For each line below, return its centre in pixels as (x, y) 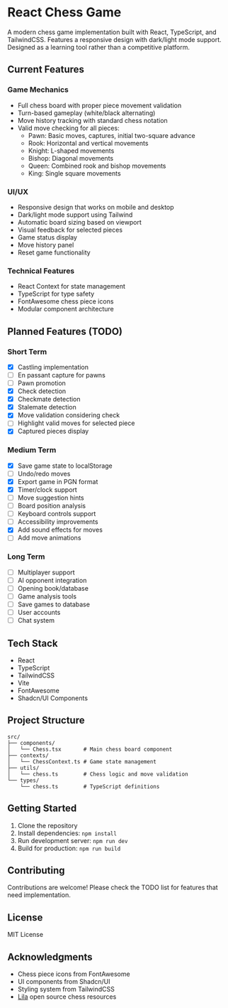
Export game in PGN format (58, 481)
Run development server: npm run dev (73, 840)
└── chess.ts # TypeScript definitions (90, 786)
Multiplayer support (46, 572)
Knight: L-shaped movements (71, 151)
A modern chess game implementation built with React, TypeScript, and (112, 32)
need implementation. (39, 895)
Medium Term (32, 450)
